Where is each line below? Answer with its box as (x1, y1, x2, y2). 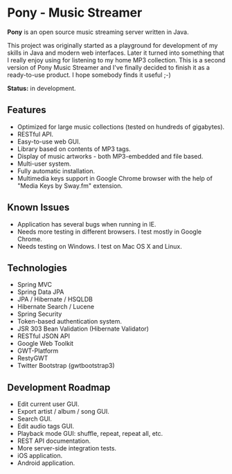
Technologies (7, 262, 68, 274)
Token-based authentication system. (17, 317, 123, 326)
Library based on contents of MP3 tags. (17, 144, 131, 153)
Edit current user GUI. (17, 400, 80, 408)
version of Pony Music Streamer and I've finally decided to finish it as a (7, 63, 210, 71)
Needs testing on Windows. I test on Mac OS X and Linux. (17, 242, 182, 250)
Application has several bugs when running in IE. (17, 220, 157, 228)
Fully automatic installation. (17, 166, 96, 175)
